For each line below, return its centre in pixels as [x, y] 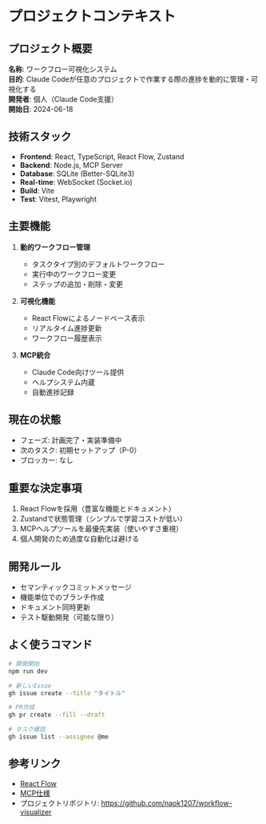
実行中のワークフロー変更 [74, 274]
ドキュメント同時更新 [55, 607]
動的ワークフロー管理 [55, 247]
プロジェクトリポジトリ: [60, 803]
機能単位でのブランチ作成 [62, 598]
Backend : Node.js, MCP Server [71, 165]
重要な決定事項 [45, 488]
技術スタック [40, 137]
